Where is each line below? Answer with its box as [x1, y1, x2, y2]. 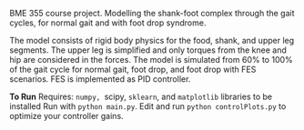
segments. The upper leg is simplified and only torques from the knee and [9, 45, 287, 55]
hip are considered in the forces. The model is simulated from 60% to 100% [9, 55, 293, 65]
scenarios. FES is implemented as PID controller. [9, 74, 191, 85]
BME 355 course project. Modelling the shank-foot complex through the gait [9, 8, 295, 18]
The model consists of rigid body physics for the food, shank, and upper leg [9, 35, 295, 45]
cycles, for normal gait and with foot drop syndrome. [9, 17, 207, 28]
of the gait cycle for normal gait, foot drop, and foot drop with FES [9, 64, 257, 75]
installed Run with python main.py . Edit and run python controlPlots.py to [9, 101, 287, 112]
